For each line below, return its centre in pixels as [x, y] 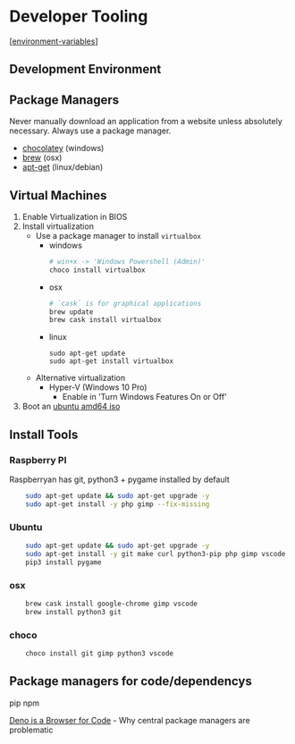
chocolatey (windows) [63, 148]
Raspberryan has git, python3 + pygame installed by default [119, 479]
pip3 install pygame [63, 562]
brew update [71, 312]
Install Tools [44, 434]
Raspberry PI [38, 460]
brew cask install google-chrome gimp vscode [112, 604]
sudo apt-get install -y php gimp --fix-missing [118, 504]
